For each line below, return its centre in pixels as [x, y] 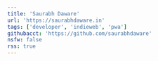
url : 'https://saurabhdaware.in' [56, 20]
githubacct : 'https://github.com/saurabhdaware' [80, 33]
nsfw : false [25, 40]
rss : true [22, 46]
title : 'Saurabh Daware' [44, 14]
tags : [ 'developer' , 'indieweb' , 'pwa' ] [67, 27]
